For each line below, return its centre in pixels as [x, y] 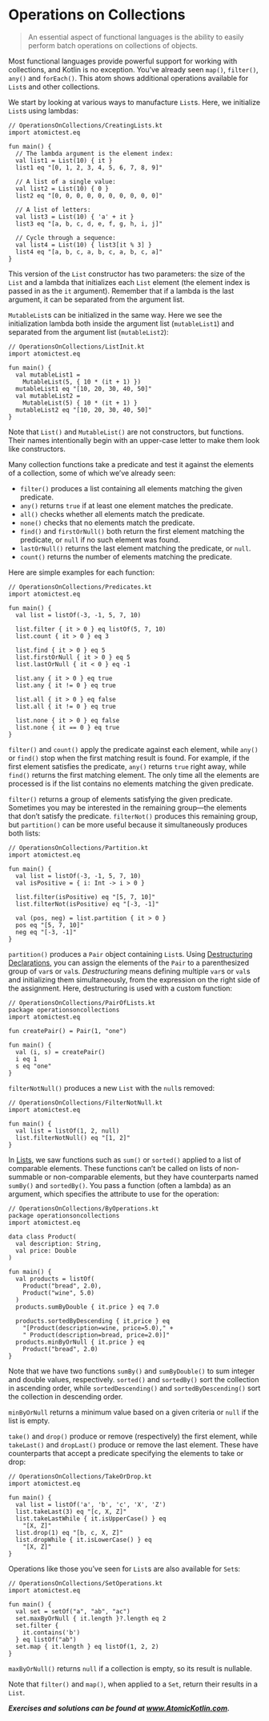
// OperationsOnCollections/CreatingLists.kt [85, 125]
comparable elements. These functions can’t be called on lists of [115, 1168]
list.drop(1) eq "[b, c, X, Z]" [70, 1532]
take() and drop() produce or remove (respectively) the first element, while [133, 1436]
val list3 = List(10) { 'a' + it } [75, 217]
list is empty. [29, 1420]
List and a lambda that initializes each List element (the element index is [129, 282]
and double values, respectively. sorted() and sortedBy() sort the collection [134, 1379]
